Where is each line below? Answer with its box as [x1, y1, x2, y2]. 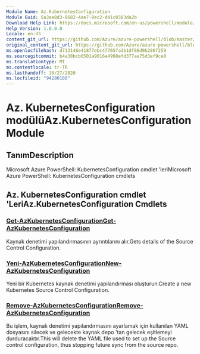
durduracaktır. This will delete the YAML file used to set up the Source [6, 335, 176, 342]
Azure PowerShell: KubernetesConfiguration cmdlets [6, 173, 136, 180]
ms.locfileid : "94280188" [6, 75, 70, 81]
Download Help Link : [6, 20, 58, 26]
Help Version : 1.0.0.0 [6, 25, 62, 32]
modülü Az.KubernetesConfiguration [6, 114, 192, 127]
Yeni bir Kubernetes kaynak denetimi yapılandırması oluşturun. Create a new [6, 280, 192, 287]
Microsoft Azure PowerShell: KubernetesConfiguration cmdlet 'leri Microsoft [6, 166, 192, 173]
